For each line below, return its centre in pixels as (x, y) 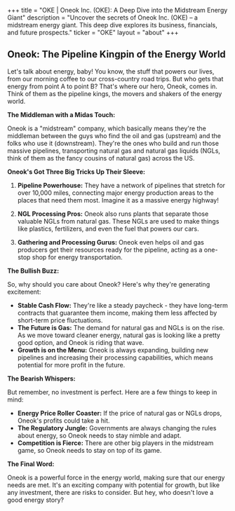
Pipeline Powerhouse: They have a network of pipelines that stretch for (121, 185)
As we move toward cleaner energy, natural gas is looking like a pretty (119, 335)
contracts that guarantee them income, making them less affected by (117, 313)
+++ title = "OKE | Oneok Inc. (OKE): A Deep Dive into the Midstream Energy (117, 10)
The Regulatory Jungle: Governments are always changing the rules (117, 428)
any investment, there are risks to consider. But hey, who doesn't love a (110, 492)
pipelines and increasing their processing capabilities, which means (115, 357)
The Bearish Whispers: (41, 379)
